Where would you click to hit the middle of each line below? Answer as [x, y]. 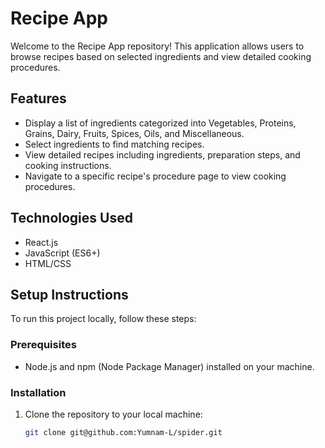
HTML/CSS [48, 263]
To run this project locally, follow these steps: [103, 319]
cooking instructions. [68, 165]
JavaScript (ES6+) [62, 253]
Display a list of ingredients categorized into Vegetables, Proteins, [160, 123]
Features [38, 98]
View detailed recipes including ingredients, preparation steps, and [162, 154]
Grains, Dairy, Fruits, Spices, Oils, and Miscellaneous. [134, 133]
